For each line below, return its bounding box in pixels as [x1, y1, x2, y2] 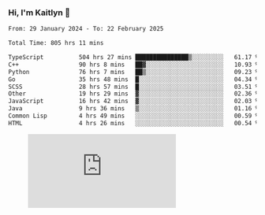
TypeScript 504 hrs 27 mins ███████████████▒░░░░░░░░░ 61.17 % [8, 54, 259, 61]
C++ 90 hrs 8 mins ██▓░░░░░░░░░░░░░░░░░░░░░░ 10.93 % [8, 61, 259, 69]
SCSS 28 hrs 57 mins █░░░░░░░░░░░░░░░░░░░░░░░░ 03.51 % [8, 83, 259, 91]
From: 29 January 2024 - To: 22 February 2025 [8, 25, 164, 33]
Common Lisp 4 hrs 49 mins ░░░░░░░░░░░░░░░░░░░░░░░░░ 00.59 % [8, 112, 259, 120]
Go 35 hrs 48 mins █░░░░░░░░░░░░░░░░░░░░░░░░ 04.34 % [8, 75, 259, 83]
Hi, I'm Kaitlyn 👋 [8, 7, 71, 18]
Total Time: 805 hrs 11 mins [8, 39, 104, 47]
